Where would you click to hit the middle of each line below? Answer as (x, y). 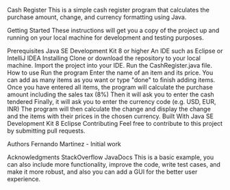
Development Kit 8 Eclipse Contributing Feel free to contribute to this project (115, 123)
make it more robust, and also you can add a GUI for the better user (102, 172)
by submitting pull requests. (46, 131)
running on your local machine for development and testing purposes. (105, 38)
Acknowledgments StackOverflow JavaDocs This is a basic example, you (111, 157)
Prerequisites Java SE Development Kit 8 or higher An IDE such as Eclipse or (115, 51)
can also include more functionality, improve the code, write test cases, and (114, 164)
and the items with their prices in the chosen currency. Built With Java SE (111, 116)
